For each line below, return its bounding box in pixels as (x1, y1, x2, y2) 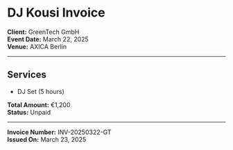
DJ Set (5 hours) (17, 87, 64, 95)
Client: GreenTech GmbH (7, 28, 80, 36)
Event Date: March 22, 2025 (7, 35, 89, 43)
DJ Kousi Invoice (7, 5, 105, 21)
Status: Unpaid (7, 108, 51, 116)
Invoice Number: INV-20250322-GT (7, 128, 112, 136)
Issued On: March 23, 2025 (7, 135, 87, 143)
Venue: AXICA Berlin (7, 42, 67, 50)
